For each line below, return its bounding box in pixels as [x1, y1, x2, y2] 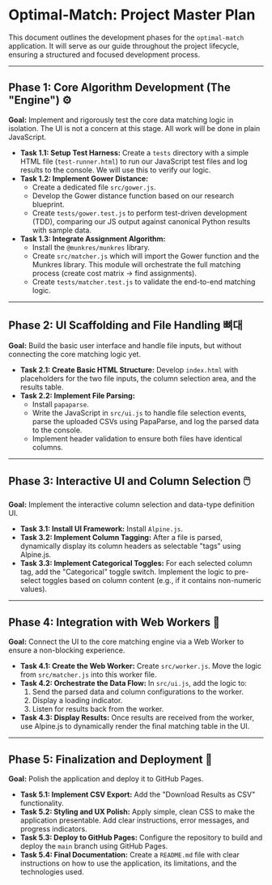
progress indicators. [19, 824, 87, 833]
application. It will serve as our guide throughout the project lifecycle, [8, 40, 240, 50]
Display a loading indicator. [32, 696, 123, 705]
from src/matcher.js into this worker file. [19, 670, 157, 679]
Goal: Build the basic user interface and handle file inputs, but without [8, 340, 242, 350]
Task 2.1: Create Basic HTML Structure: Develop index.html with [19, 364, 239, 374]
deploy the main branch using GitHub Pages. [19, 841, 168, 851]
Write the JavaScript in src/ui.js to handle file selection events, [32, 407, 247, 418]
